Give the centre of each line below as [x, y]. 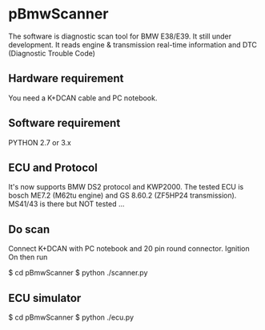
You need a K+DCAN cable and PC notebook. [83, 98]
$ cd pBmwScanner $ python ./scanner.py [78, 273]
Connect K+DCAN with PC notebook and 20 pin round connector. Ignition [129, 249]
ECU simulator [45, 298]
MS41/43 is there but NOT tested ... [67, 204]
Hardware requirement [66, 78]
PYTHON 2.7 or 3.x [40, 142]
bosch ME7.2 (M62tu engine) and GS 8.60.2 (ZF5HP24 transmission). [122, 196]
